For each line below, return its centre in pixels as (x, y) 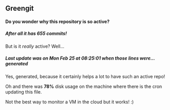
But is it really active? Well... (35, 46)
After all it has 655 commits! (36, 33)
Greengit (20, 8)
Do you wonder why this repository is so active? (58, 21)
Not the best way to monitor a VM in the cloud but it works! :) (70, 102)
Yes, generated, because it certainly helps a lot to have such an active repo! (85, 76)
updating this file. (24, 91)
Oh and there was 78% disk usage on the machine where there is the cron (84, 86)
